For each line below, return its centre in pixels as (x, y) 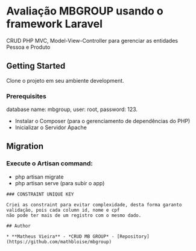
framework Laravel (55, 24)
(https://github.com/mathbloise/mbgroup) (59, 242)
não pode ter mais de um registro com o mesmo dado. (74, 215)
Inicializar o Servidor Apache (51, 127)
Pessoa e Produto (28, 47)
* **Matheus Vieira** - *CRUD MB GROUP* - (60, 237)
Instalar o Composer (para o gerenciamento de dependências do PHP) (103, 121)
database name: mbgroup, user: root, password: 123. (72, 109)
